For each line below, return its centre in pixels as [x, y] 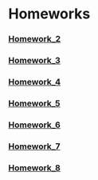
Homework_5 [35, 103]
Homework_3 [35, 61]
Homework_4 [35, 82]
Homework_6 [35, 125]
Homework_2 [35, 39]
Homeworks [49, 14]
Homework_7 [35, 146]
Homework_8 [35, 167]
